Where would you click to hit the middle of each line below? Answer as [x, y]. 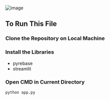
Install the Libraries [30, 52]
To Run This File [31, 24]
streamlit [22, 68]
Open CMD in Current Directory [45, 82]
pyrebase [23, 63]
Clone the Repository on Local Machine [55, 38]
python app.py [20, 92]
